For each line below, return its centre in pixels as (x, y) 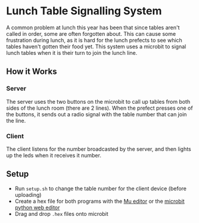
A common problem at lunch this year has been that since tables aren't (93, 27)
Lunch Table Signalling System (84, 11)
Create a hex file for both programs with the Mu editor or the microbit (99, 201)
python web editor (37, 207)
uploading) (28, 194)
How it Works (32, 72)
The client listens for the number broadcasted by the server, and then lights (99, 149)
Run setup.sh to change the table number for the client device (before (100, 188)
